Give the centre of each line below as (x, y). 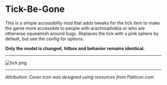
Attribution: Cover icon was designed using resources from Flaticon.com (80, 77)
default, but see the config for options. (45, 39)
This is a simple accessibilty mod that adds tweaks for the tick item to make (83, 23)
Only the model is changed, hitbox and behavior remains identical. (75, 48)
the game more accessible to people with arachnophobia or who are (75, 28)
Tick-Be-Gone (35, 9)
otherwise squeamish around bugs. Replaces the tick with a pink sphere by (82, 33)
